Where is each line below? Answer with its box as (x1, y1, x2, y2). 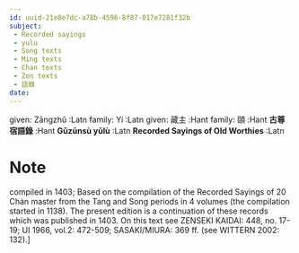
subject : (9, 22, 42, 31)
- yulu (13, 38, 39, 48)
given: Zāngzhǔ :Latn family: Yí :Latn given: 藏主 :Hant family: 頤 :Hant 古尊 (9, 114, 286, 125)
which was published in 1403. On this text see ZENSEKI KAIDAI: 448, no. (9, 215, 277, 226)
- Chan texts (13, 64, 63, 73)
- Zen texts (13, 72, 58, 81)
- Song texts (13, 47, 63, 56)
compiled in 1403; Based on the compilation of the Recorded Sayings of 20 (9, 187, 286, 197)
